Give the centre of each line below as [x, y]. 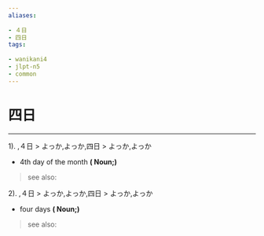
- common [22, 74]
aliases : [22, 15]
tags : [17, 45]
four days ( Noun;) [49, 208]
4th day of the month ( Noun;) [68, 161]
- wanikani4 [27, 60]
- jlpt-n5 [24, 67]
